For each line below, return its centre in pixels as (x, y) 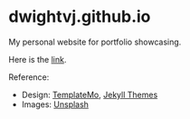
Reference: (29, 77)
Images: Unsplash (55, 104)
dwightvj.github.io (80, 17)
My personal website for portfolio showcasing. (95, 42)
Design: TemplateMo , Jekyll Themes (90, 94)
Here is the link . (38, 59)
